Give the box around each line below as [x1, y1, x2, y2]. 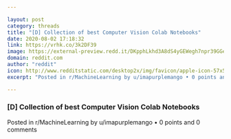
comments [7, 125, 38, 133]
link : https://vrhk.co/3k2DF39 [7, 42, 97, 49]
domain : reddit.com [7, 54, 63, 62]
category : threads [7, 22, 60, 30]
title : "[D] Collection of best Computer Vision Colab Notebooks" [7, 29, 201, 36]
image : [7, 48, 26, 55]
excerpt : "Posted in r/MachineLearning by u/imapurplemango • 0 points [7, 74, 217, 81]
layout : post [7, 16, 45, 23]
